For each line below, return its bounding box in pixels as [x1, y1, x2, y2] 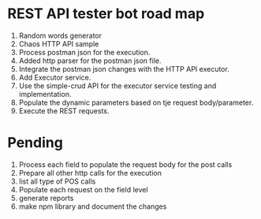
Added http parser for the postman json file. [18, 56, 162, 65]
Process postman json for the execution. [18, 47, 151, 57]
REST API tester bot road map [7, 5, 205, 23]
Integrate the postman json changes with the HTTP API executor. [18, 64, 229, 73]
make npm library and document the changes [18, 202, 167, 211]
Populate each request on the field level [18, 184, 148, 194]
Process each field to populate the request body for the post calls [18, 159, 233, 169]
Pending [7, 134, 64, 152]
